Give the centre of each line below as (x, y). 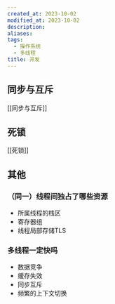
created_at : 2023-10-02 (42, 14)
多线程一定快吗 (33, 250)
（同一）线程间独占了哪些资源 (58, 196)
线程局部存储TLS (42, 231)
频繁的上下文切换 (42, 293)
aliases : (20, 33)
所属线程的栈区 (39, 213)
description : (26, 27)
